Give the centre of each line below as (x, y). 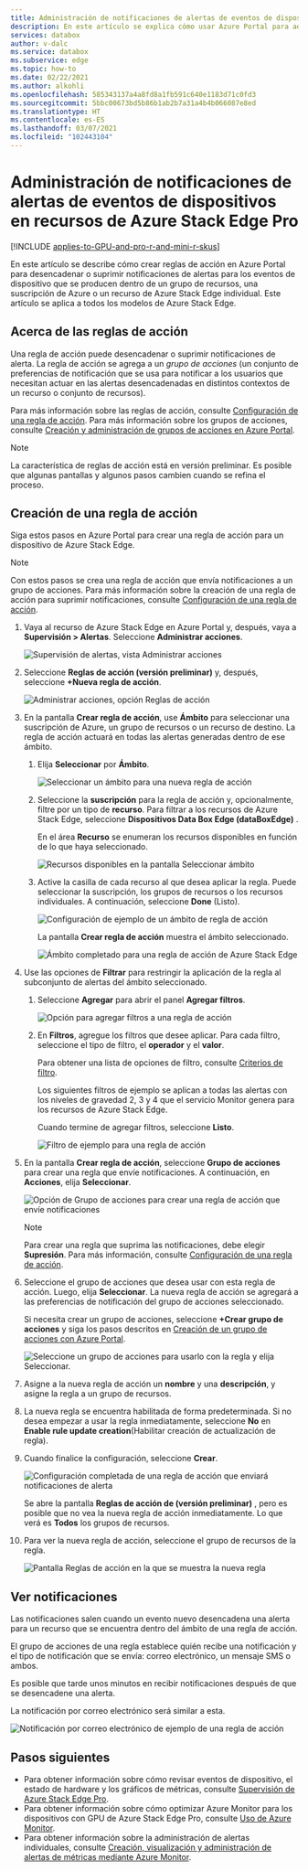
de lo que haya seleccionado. (93, 847)
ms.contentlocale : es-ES (58, 120)
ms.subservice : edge (50, 60)
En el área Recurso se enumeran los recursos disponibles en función (167, 837)
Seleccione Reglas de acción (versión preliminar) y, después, (141, 672)
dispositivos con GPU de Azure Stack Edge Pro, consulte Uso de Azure (157, 1818)
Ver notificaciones (64, 1597)
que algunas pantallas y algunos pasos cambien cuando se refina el (138, 475)
